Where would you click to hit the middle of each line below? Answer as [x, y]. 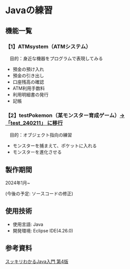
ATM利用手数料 [28, 88]
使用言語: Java [28, 224]
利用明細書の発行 [30, 94]
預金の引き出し [28, 75]
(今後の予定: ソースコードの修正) [39, 193]
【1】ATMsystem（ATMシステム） [48, 46]
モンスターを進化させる [37, 152]
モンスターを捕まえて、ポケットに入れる [55, 146]
